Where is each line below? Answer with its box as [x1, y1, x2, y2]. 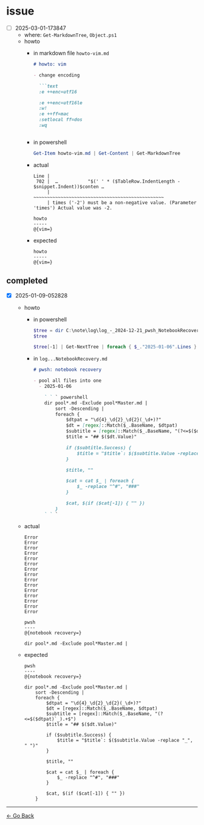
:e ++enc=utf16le [38, 100, 83, 106]
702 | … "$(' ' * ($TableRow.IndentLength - [36, 178, 180, 185]
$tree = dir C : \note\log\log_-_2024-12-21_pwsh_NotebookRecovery [33, 327, 202, 333]
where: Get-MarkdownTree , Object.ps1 [24, 32, 117, 38]
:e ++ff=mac [38, 111, 69, 117]
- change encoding [33, 72, 80, 78]
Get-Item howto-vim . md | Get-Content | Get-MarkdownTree [33, 150, 181, 156]
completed [6, 276, 49, 286]
